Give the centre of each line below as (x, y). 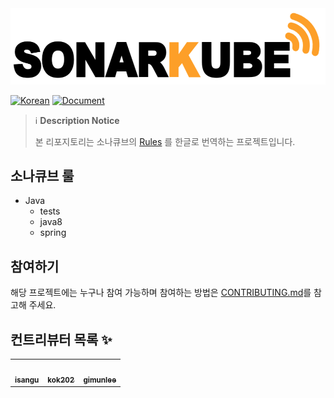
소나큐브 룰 (42, 175)
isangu (27, 380)
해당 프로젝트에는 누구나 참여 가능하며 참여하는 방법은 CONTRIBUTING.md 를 (161, 293)
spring (53, 233)
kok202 (61, 380)
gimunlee (100, 380)
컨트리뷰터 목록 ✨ (61, 339)
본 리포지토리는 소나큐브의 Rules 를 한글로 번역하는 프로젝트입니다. (165, 141)
